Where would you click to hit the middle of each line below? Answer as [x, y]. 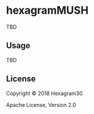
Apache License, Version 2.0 [41, 104]
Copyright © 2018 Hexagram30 [44, 93]
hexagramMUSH [47, 10]
